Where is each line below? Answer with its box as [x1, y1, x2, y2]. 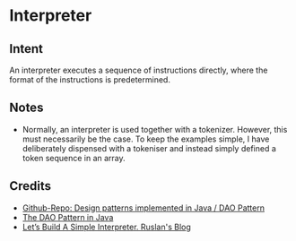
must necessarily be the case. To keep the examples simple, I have [22, 133, 270, 144]
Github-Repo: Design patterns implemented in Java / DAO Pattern [22, 202, 265, 213]
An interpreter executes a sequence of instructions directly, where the [9, 65, 268, 75]
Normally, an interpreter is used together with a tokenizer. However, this [22, 124, 288, 134]
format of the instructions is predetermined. [9, 74, 170, 85]
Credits [9, 178, 52, 194]
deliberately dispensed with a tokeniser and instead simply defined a [22, 142, 276, 153]
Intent [9, 41, 43, 56]
